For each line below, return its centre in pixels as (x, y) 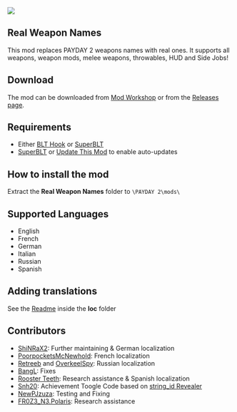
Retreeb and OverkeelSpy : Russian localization (86, 363)
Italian (27, 254)
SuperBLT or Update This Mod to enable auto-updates (98, 152)
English (29, 231)
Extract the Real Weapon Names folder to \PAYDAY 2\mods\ (94, 192)
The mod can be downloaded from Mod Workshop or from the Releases (113, 97)
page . (16, 105)
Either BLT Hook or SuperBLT (61, 144)
